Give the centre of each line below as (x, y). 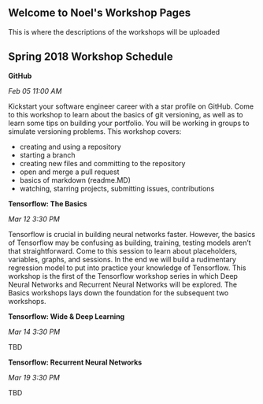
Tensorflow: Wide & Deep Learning (67, 316)
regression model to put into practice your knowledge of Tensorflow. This (127, 268)
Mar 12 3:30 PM (34, 219)
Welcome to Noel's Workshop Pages (100, 13)
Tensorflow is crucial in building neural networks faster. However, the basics (132, 234)
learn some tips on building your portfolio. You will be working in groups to (129, 123)
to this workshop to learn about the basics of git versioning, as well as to (126, 114)
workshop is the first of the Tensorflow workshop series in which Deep (123, 276)
